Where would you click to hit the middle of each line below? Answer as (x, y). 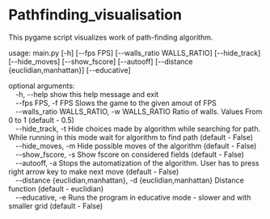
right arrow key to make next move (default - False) (94, 171)
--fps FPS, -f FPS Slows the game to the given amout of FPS (116, 103)
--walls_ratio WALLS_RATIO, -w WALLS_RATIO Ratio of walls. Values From (139, 112)
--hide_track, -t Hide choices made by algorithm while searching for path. (138, 128)
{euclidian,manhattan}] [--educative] (70, 69)
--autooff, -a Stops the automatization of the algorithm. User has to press (137, 162)
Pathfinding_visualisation (95, 15)
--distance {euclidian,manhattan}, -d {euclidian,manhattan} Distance (130, 180)
